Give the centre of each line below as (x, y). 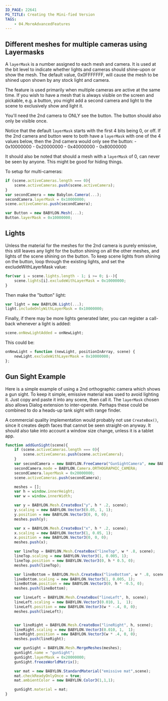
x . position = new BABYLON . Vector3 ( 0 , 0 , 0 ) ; (61, 538)
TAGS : (11, 19)
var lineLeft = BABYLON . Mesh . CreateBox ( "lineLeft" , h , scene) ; (81, 598)
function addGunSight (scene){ (37, 445)
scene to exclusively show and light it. (44, 106)
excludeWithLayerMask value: (36, 267)
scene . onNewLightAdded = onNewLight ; (44, 333)
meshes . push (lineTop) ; (38, 565)
